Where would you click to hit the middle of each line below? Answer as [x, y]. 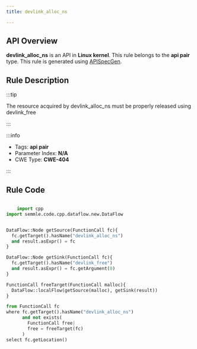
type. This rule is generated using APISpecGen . [64, 62]
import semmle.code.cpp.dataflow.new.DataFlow [65, 214]
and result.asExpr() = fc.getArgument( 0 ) [63, 269]
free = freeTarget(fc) [55, 328]
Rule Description [38, 80]
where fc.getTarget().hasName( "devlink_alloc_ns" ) [70, 312]
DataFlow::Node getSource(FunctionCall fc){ [62, 230]
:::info [13, 136]
